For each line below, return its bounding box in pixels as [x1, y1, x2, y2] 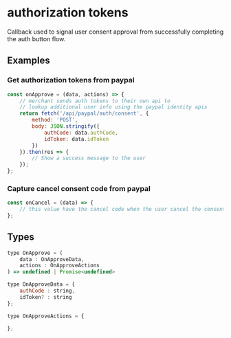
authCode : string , [19, 287, 76, 295]
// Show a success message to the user [32, 155, 146, 162]
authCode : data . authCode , [43, 129, 118, 136]
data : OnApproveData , [19, 256, 85, 262]
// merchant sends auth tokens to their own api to [19, 98, 170, 104]
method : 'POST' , [32, 117, 78, 124]
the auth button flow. [7, 34, 66, 43]
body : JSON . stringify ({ [32, 123, 100, 130]
